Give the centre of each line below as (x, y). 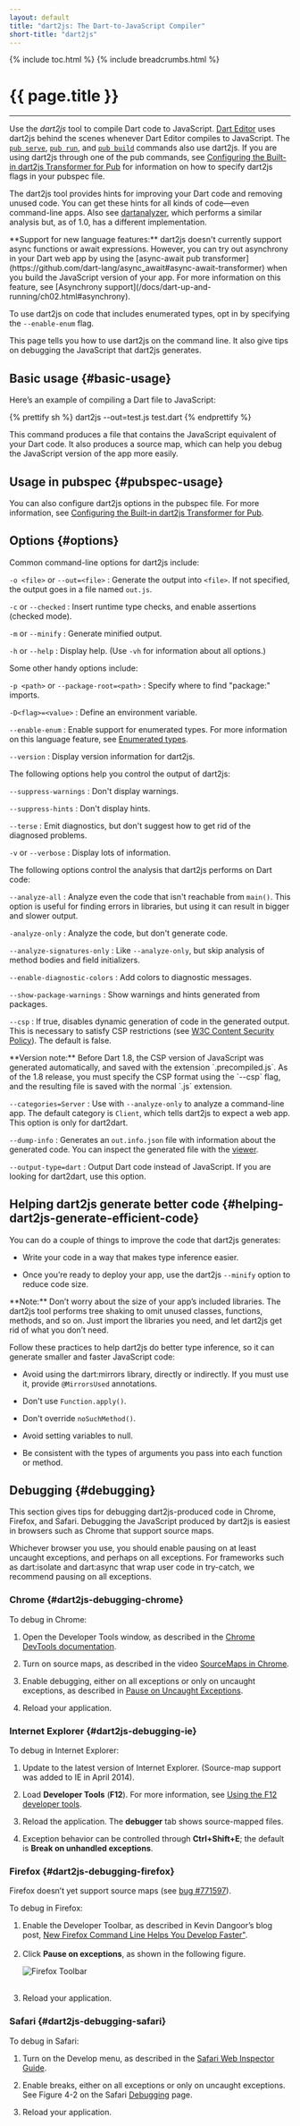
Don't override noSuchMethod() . (79, 1418)
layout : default (39, 17)
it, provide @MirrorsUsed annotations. (90, 1384)
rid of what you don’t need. (59, 1330)
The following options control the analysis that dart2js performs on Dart (141, 869)
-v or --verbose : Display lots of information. (90, 852)
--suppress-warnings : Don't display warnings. (94, 791)
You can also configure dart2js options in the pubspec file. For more (134, 503)
